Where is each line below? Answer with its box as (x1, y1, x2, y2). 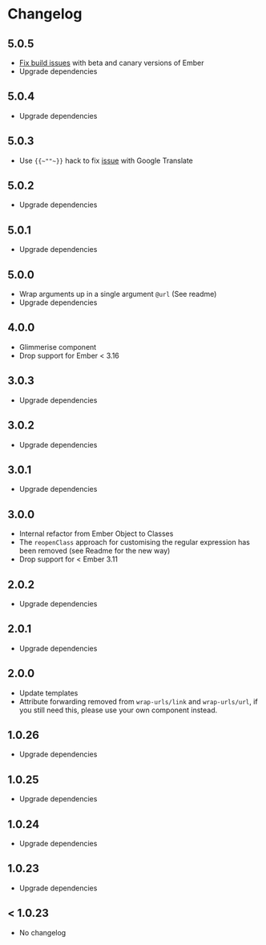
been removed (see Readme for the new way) (18, 546, 171, 556)
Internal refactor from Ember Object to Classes (18, 529, 174, 538)
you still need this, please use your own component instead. (18, 705, 218, 715)
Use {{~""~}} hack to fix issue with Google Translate (18, 156, 194, 165)
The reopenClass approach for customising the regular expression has (18, 537, 250, 547)
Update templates (18, 687, 79, 698)
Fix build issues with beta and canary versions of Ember (18, 58, 205, 67)
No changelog (18, 927, 66, 937)
